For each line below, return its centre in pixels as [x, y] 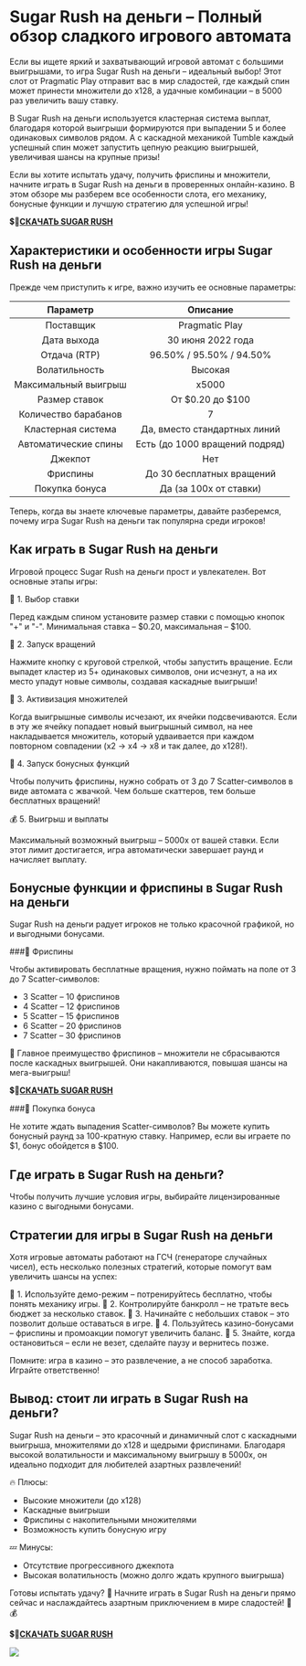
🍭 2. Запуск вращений [53, 644]
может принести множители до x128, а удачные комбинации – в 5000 [146, 90]
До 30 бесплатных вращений [211, 473]
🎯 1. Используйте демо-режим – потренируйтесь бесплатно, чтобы [141, 1294]
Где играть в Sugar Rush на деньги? [117, 1175]
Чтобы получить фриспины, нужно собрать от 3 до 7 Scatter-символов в [152, 781]
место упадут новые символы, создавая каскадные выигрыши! [133, 681]
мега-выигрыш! [40, 1073]
